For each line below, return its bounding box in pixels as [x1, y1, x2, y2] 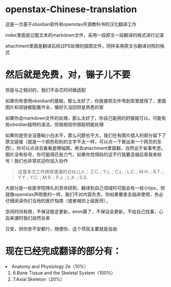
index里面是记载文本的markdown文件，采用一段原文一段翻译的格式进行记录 [5, 32, 164, 38]
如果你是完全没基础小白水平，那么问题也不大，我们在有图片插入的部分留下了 [5, 132, 166, 138]
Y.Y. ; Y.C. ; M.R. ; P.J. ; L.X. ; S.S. [17, 174, 88, 180]
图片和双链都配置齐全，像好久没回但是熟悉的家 [5, 104, 104, 110]
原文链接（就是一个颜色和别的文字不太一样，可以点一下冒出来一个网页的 [5, 138, 157, 145]
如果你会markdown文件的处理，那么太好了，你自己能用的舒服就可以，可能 [5, 115, 162, 121]
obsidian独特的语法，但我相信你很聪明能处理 [9, 121, 104, 127]
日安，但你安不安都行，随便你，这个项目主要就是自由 [5, 226, 117, 232]
